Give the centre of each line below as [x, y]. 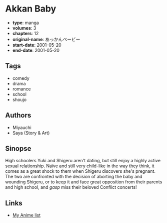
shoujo [19, 99]
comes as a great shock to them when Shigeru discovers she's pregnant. [80, 171]
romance [21, 89]
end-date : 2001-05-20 [36, 50]
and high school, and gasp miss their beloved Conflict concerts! [71, 187]
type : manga [25, 23]
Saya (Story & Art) [31, 133]
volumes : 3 [24, 28]
